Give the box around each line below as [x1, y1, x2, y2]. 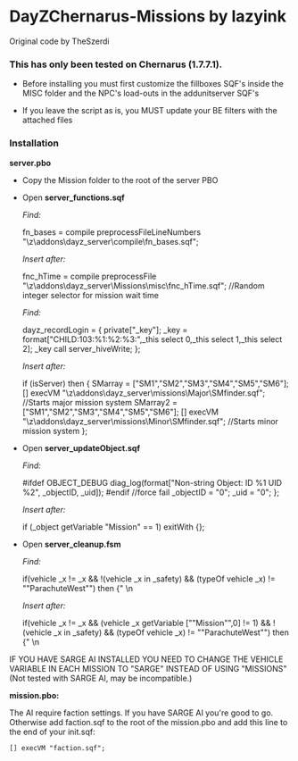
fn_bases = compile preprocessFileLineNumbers [21, 226, 202, 238]
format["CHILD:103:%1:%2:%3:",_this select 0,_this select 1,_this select [21, 333, 283, 345]
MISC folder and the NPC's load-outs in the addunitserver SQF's [21, 88, 260, 99]
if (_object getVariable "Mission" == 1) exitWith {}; [21, 521, 205, 532]
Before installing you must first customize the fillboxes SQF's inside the [21, 79, 284, 89]
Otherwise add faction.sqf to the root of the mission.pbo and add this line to [9, 716, 288, 727]
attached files [21, 114, 73, 126]
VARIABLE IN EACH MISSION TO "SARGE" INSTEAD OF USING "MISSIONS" [9, 663, 287, 673]
